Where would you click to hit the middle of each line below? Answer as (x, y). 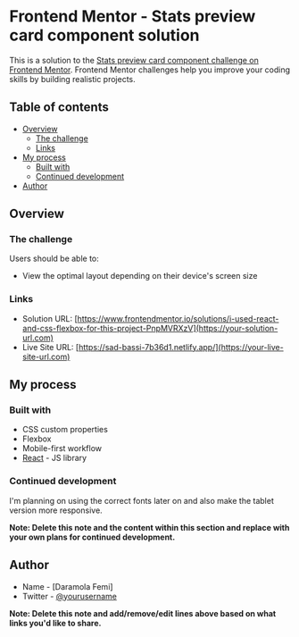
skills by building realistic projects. (72, 79)
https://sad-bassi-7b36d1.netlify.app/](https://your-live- (181, 347)
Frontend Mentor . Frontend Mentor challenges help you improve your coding (150, 70)
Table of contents (59, 108)
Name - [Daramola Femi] (67, 586)
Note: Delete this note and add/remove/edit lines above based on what (143, 613)
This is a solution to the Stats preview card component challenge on (134, 60)
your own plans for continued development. (92, 537)
